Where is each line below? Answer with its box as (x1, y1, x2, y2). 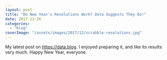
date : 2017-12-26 (5, 16, 41, 21)
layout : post (5, 7, 32, 12)
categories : (5, 21, 30, 26)
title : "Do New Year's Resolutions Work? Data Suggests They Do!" (5, 12, 146, 17)
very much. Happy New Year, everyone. (5, 49, 87, 55)
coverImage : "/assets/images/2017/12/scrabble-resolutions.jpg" (5, 30, 142, 35)
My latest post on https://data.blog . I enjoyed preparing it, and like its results (5, 44, 162, 50)
